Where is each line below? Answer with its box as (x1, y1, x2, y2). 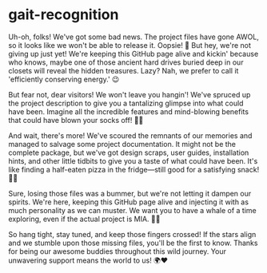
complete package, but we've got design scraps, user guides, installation (8, 148, 249, 157)
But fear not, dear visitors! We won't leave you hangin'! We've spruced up (8, 89, 251, 99)
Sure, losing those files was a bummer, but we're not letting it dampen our (8, 188, 252, 198)
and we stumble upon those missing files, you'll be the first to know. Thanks (8, 238, 258, 247)
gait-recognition (8, 6, 119, 24)
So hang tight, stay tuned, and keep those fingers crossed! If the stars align (8, 229, 257, 239)
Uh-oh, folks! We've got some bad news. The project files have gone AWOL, (8, 32, 260, 42)
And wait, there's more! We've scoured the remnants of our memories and (8, 130, 253, 140)
